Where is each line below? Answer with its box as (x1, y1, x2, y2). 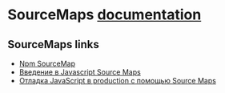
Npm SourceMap (18, 59, 76, 68)
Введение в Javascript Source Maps (18, 67, 141, 77)
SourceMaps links (7, 38, 99, 51)
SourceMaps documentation (7, 6, 202, 24)
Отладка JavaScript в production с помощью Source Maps (18, 76, 217, 85)
